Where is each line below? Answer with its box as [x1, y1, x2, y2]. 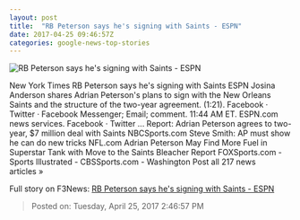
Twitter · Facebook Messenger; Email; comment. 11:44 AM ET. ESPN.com [9, 109, 279, 119]
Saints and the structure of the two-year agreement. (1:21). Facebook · [9, 100, 269, 110]
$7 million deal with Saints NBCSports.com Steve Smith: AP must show [30, 128, 291, 139]
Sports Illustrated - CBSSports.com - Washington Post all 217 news [9, 156, 257, 167]
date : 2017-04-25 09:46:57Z [9, 30, 115, 39]
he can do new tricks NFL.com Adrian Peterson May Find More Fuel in [9, 137, 268, 148]
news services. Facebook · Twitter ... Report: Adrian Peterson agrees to [9, 119, 273, 129]
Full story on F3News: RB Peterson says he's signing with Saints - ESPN [9, 183, 275, 194]
